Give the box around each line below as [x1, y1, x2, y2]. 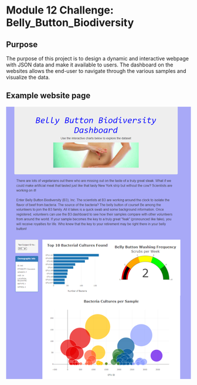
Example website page [6, 91, 91, 101]
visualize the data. [6, 74, 50, 81]
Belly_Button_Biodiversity [6, 16, 134, 29]
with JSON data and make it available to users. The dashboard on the [6, 61, 174, 68]
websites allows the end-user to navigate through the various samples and [6, 68, 186, 74]
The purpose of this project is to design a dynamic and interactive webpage [6, 55, 189, 62]
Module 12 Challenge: [6, 4, 114, 17]
